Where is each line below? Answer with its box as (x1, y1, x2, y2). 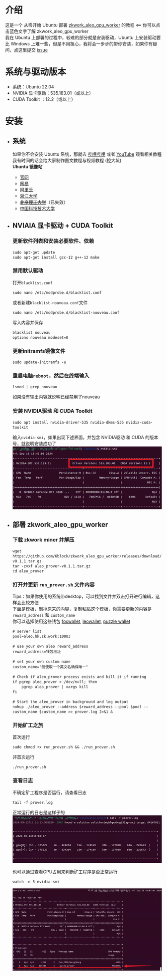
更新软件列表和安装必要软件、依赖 (12, 238, 94, 244)
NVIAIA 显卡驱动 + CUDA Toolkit (12, 222, 113, 230)
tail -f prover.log (12, 800, 53, 805)
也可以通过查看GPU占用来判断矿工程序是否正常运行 (12, 869, 118, 875)
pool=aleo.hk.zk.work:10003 (12, 634, 71, 639)
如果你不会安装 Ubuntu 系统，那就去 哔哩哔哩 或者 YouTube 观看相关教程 (12, 151, 162, 157)
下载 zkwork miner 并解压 (12, 536, 75, 543)
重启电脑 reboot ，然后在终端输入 (12, 372, 89, 379)
